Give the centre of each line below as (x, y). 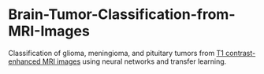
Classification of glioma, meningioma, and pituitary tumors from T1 (116, 53)
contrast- (241, 53)
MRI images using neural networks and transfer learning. (134, 61)
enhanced (24, 61)
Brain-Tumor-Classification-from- (122, 15)
